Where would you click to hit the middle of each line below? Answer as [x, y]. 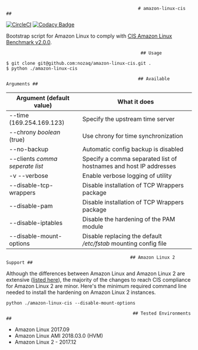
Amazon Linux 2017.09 [42, 329]
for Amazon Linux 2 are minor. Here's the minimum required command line [96, 286]
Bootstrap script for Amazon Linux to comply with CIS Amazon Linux [89, 36]
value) [43, 105]
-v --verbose [29, 176]
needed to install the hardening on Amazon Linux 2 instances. [81, 292]
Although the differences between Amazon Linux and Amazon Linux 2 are [96, 273]
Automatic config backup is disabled [133, 149]
